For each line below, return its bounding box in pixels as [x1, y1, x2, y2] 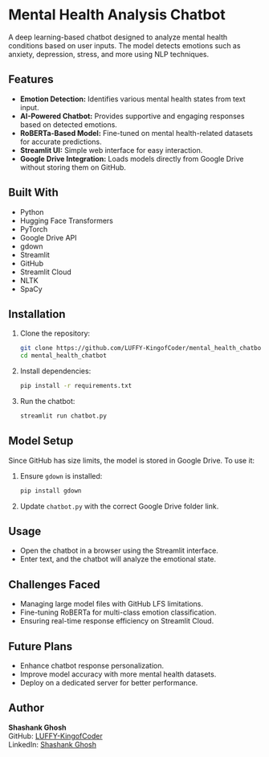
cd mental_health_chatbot [19, 352, 107, 360]
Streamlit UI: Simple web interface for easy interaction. [19, 145, 203, 154]
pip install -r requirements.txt [19, 382, 132, 390]
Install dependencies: [19, 366, 92, 376]
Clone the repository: [19, 328, 91, 339]
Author [8, 701, 44, 715]
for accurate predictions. [19, 137, 102, 146]
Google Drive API [19, 232, 78, 242]
